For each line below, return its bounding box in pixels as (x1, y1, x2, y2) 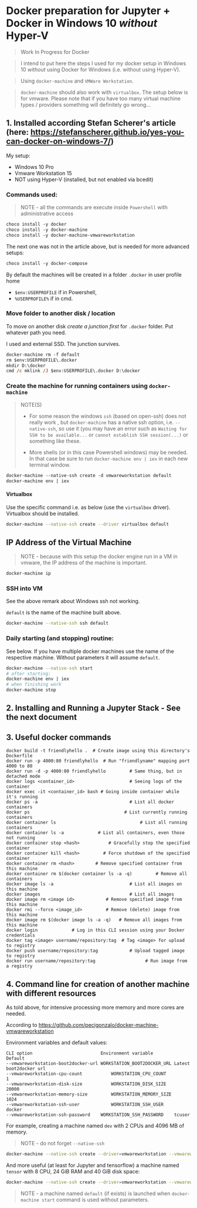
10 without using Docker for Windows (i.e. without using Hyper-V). (20, 66, 181, 73)
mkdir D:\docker (6, 362, 46, 369)
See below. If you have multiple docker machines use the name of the (6, 648, 174, 655)
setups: (6, 249, 25, 256)
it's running (6, 794, 38, 800)
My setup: (6, 152, 30, 159)
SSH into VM (6, 584, 43, 593)
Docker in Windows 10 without (6, 16, 158, 30)
